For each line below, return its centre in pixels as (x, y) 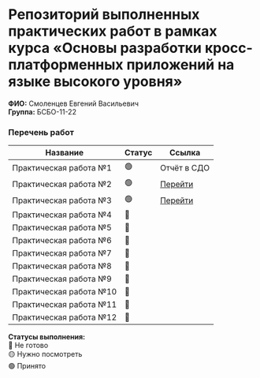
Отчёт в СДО (185, 167)
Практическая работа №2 (62, 184)
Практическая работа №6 (62, 241)
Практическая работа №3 (62, 200)
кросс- (229, 48)
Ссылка (185, 153)
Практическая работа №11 (65, 305)
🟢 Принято (27, 366)
